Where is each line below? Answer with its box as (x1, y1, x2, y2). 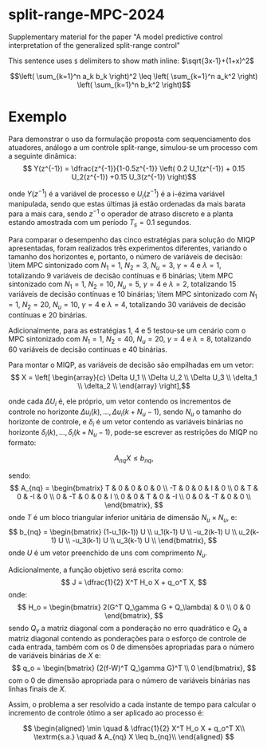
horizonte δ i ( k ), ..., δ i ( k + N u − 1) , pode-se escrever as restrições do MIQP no (8, 428, 258, 439)
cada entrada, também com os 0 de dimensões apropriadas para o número (8, 642, 255, 652)
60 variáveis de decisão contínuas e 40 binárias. (8, 345, 167, 354)
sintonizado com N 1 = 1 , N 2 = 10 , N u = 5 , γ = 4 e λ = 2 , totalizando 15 (8, 279, 237, 290)
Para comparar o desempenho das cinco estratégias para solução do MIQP (8, 235, 256, 244)
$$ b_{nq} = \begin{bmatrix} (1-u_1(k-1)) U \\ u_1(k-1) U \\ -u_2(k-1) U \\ (8, 526, 238, 536)
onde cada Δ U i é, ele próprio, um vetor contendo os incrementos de (8, 396, 231, 408)
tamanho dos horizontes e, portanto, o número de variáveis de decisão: (8, 251, 243, 261)
